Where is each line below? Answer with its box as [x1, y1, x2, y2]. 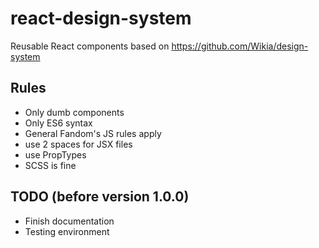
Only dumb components [24, 106, 125, 118]
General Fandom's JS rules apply [24, 127, 162, 139]
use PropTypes [24, 148, 87, 161]
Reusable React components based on [10, 40, 170, 52]
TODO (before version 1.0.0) [10, 188, 190, 206]
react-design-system [10, 7, 192, 30]
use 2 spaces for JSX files [24, 138, 133, 150]
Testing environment [24, 225, 110, 237]
